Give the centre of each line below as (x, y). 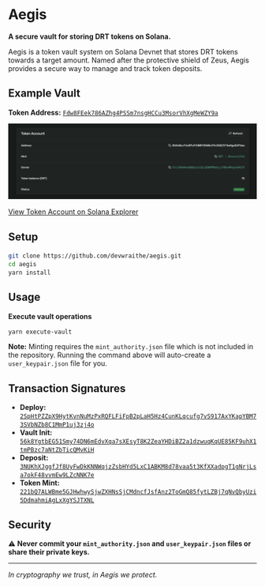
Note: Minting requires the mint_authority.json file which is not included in (131, 347)
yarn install (30, 273)
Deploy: (33, 408)
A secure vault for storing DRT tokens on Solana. (90, 36)
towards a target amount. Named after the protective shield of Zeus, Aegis (129, 60)
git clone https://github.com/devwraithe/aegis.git (95, 256)
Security (30, 524)
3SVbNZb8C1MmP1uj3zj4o (57, 425)
